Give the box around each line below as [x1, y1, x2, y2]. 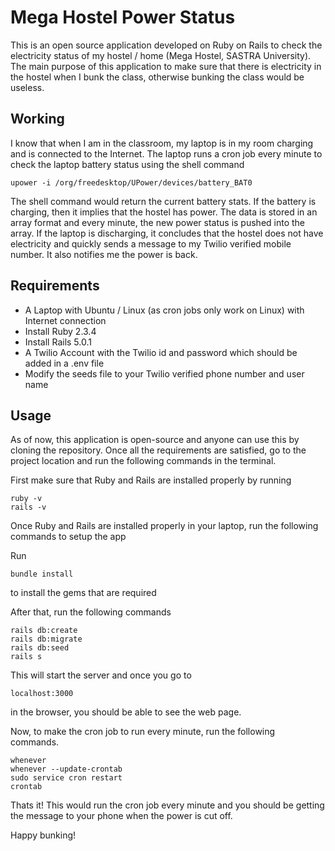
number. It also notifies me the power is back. [10, 248, 198, 260]
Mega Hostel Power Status [10, 6, 236, 29]
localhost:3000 [10, 689, 74, 699]
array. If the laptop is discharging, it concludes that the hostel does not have [10, 227, 324, 239]
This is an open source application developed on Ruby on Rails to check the [10, 39, 323, 51]
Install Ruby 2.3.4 [24, 325, 97, 337]
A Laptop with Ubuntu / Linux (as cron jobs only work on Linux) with [24, 304, 305, 316]
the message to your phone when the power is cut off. [10, 810, 233, 822]
